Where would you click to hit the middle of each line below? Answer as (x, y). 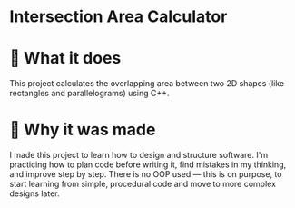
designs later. (34, 193)
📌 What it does (65, 59)
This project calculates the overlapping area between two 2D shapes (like (147, 84)
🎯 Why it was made (83, 130)
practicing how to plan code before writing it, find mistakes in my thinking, (148, 164)
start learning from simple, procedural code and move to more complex (143, 184)
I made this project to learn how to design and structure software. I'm (139, 155)
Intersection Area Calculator (118, 17)
